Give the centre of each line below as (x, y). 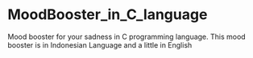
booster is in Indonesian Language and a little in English (100, 44)
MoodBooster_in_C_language (108, 15)
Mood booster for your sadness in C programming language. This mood (127, 37)
